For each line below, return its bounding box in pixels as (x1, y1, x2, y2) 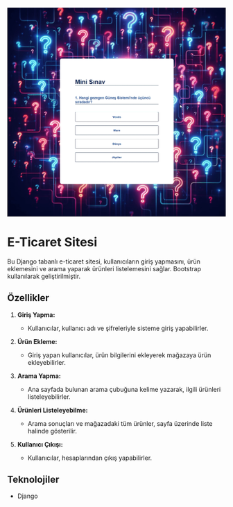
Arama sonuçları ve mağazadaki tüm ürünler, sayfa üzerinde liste (27, 419, 213, 427)
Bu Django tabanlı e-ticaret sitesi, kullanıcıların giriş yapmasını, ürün (7, 257, 201, 266)
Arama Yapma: (17, 372, 61, 380)
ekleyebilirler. (27, 358, 66, 366)
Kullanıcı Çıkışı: (17, 440, 64, 448)
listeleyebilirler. (27, 393, 71, 401)
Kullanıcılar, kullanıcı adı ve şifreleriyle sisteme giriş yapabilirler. (27, 324, 209, 332)
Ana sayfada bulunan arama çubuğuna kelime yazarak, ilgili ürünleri (27, 385, 221, 393)
